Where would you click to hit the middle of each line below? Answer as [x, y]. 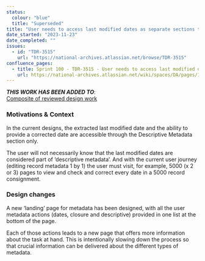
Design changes [31, 195]
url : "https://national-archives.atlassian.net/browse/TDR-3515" [102, 58]
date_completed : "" [31, 40]
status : [16, 12]
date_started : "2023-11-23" [42, 35]
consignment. [23, 179]
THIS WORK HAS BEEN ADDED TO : [51, 92]
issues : [16, 47]
